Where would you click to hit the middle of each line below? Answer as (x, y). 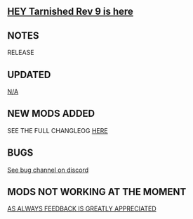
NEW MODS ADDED (51, 114)
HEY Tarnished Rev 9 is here (70, 12)
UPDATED (29, 74)
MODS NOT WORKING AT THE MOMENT (97, 192)
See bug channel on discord (48, 170)
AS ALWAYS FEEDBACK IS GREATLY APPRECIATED (82, 209)
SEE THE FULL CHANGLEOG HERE (58, 130)
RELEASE (21, 53)
